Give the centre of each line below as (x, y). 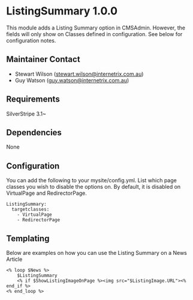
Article (14, 259)
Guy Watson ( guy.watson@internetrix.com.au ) (72, 80)
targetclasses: (31, 210)
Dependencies (34, 133)
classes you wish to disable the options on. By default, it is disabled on (94, 187)
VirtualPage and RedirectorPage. (46, 193)
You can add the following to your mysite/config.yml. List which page (91, 180)
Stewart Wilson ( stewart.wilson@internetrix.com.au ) (79, 74)
